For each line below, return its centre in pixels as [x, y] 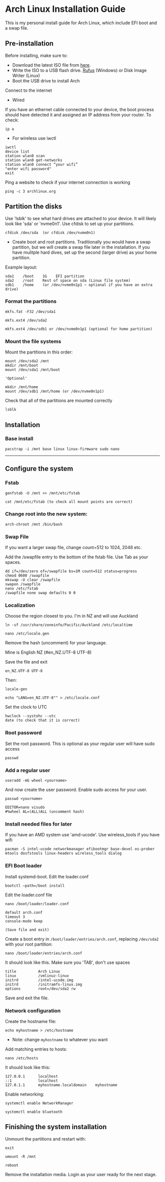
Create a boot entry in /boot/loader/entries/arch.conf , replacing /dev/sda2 [82, 939]
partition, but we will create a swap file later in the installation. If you [81, 247]
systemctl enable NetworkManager [39, 1103]
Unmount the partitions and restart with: [45, 1139]
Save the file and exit [26, 662]
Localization [20, 605]
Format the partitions [31, 301]
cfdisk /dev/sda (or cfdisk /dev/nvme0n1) [50, 233]
